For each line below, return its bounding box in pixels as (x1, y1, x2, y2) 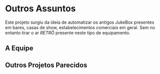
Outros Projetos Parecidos (5, 61, 88, 69)
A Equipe (5, 44, 33, 52)
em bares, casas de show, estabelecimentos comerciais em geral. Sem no (5, 24, 155, 30)
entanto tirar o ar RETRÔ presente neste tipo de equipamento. (5, 30, 130, 36)
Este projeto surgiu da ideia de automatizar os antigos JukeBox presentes (5, 19, 155, 25)
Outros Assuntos (5, 3, 76, 14)
